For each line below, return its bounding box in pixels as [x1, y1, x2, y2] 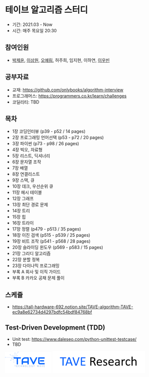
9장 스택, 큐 [12, 177, 35, 183]
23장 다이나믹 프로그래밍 [12, 263, 60, 269]
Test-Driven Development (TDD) [5, 323, 106, 332]
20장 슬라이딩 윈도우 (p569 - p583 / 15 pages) [12, 245, 104, 251]
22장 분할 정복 [12, 257, 40, 263]
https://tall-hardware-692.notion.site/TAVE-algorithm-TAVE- [12, 304, 133, 310]
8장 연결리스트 [12, 171, 40, 177]
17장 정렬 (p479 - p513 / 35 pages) [12, 226, 82, 232]
